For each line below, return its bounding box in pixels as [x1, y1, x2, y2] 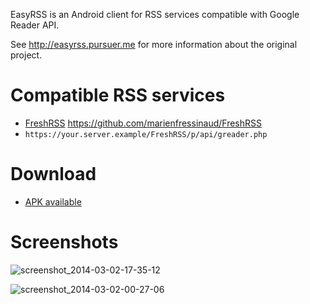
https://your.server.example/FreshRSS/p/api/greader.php [24, 129, 268, 139]
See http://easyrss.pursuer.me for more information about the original [10, 39, 298, 50]
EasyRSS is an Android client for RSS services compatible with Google [10, 9, 300, 20]
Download [10, 163, 97, 186]
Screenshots [10, 231, 119, 254]
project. [10, 49, 43, 61]
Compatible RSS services [10, 84, 226, 107]
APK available [24, 195, 82, 208]
